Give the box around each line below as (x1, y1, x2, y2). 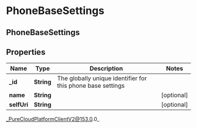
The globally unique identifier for (57, 74, 147, 82)
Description (89, 64, 123, 72)
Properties (6, 47, 46, 57)
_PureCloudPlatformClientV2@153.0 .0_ (6, 116, 100, 123)
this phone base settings (57, 82, 125, 90)
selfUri (9, 101, 28, 109)
